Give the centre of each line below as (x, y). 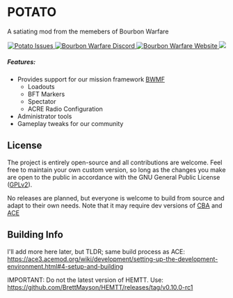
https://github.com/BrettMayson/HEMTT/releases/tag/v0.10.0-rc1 (100, 287)
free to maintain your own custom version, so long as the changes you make (116, 170)
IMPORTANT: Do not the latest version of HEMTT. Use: (85, 280)
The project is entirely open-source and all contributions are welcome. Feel (115, 162)
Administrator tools (45, 116)
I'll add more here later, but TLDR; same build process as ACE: (96, 251)
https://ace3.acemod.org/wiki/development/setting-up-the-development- (113, 259)
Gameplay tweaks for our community (70, 123)
